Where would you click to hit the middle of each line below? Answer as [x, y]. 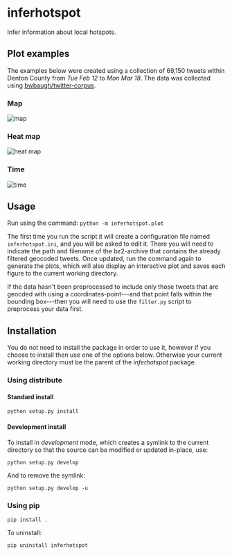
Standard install [30, 396]
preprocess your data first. [45, 309]
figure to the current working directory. [63, 273]
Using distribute [35, 380]
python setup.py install [43, 412]
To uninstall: [25, 532]
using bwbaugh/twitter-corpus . [52, 85]
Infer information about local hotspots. [62, 32]
